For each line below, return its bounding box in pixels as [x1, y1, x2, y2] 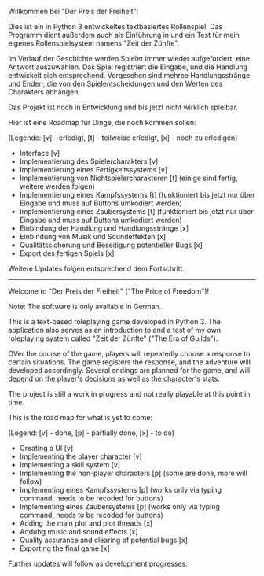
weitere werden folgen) [19, 182, 96, 191]
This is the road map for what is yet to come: [8, 413, 153, 422]
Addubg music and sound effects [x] [19, 527, 139, 536]
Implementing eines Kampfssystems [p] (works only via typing [19, 486, 222, 494]
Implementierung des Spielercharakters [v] [19, 157, 159, 166]
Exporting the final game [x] [19, 544, 110, 553]
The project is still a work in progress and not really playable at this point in [8, 390, 251, 398]
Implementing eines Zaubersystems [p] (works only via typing [19, 502, 220, 511]
